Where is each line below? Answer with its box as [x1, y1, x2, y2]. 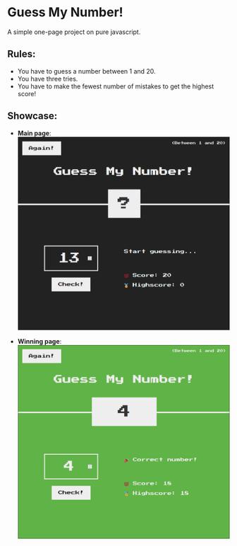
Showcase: [7, 110, 58, 122]
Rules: [7, 48, 36, 60]
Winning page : [17, 337, 62, 346]
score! [17, 89, 37, 98]
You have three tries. [17, 74, 78, 83]
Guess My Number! [7, 4, 123, 21]
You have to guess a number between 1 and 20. [17, 66, 157, 75]
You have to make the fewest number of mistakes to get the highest [17, 82, 214, 91]
